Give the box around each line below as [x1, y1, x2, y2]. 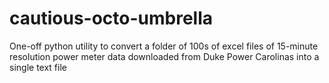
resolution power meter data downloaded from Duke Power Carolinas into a [9, 50, 320, 62]
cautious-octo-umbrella [9, 7, 214, 30]
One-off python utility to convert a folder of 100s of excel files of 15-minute [9, 40, 319, 52]
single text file [9, 61, 67, 73]
